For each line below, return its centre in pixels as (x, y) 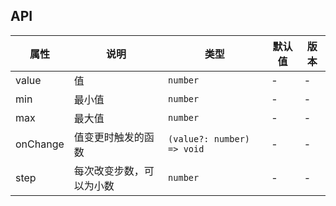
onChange (40, 144)
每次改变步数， (109, 171)
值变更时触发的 (109, 137)
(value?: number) (209, 138)
